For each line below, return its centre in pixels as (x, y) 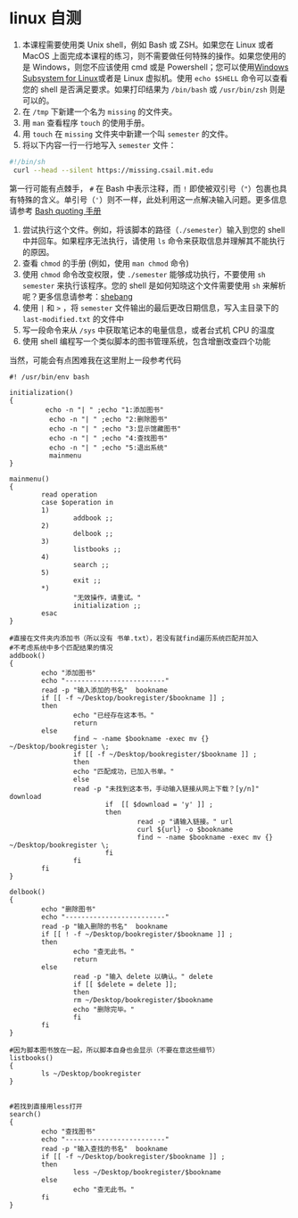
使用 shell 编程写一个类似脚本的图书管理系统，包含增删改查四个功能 (146, 341)
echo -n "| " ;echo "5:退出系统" (108, 448)
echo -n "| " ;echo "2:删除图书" (108, 419)
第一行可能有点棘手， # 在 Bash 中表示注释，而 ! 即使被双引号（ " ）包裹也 (144, 188)
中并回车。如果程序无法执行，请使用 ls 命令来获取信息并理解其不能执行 (153, 241)
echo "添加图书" (69, 673)
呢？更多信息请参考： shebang (78, 296)
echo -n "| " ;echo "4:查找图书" (108, 438)
